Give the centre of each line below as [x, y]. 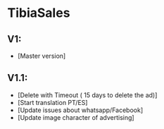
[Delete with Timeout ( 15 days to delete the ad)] [87, 95]
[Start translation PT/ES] [52, 102]
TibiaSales [39, 13]
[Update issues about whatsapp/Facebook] [80, 110]
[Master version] [42, 56]
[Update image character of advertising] [76, 117]
